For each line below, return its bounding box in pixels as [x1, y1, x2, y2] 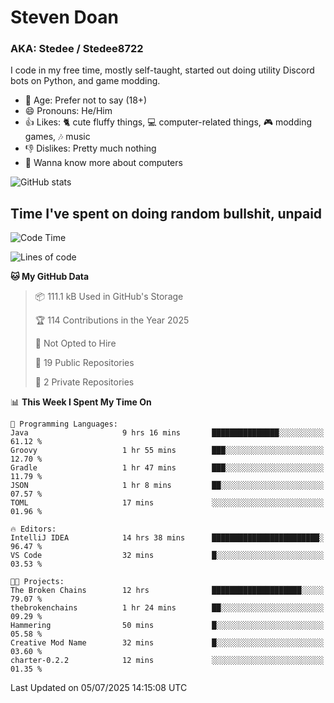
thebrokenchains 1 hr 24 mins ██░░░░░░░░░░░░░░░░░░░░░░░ [10, 603, 325, 613]
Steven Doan [10, 6, 119, 29]
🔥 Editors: [10, 524, 57, 535]
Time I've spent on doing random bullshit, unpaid [10, 205, 323, 222]
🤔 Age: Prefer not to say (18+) [24, 94, 148, 106]
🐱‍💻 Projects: [10, 577, 65, 587]
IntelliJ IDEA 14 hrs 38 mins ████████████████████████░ [10, 533, 325, 543]
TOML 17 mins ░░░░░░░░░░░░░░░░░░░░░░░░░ [10, 498, 325, 508]
